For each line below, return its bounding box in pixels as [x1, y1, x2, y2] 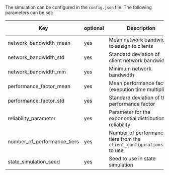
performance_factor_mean [8, 83, 71, 90]
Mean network [109, 36, 143, 43]
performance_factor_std [8, 98, 65, 104]
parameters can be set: [5, 10, 54, 16]
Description [126, 25, 156, 32]
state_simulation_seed [8, 158, 60, 165]
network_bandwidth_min [8, 68, 66, 75]
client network [109, 57, 143, 64]
